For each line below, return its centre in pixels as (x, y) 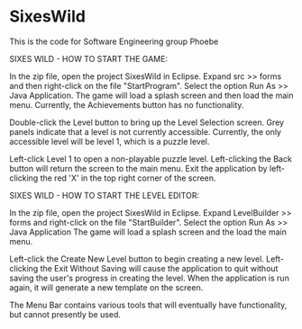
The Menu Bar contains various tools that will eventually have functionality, (148, 305)
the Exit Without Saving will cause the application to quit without (159, 268)
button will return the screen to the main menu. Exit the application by (138, 168)
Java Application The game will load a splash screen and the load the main (148, 232)
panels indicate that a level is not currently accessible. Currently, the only (146, 131)
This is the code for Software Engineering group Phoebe (114, 41)
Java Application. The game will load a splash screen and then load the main (152, 95)
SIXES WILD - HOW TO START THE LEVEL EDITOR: (105, 195)
